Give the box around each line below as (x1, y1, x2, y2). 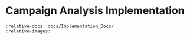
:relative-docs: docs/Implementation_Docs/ (5, 23, 114, 29)
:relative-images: (5, 28, 51, 34)
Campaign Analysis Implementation (5, 4, 185, 17)
